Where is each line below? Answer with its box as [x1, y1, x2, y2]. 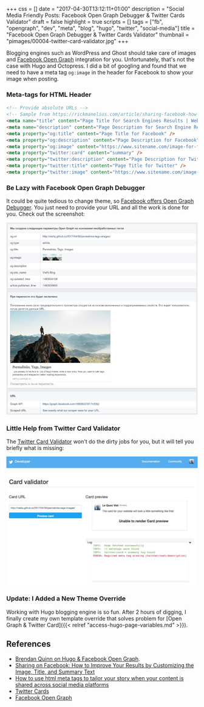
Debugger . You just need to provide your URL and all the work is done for [6, 204, 189, 211]
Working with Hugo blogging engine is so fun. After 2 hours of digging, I [6, 608, 186, 616]
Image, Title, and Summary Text [15, 668, 95, 675]
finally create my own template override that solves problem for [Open [6, 614, 182, 622]
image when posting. [6, 76, 59, 82]
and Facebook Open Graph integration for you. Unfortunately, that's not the [6, 56, 195, 63]
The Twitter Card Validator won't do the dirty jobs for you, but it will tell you [6, 438, 194, 445]
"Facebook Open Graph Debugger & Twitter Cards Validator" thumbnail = [6, 31, 189, 38]
